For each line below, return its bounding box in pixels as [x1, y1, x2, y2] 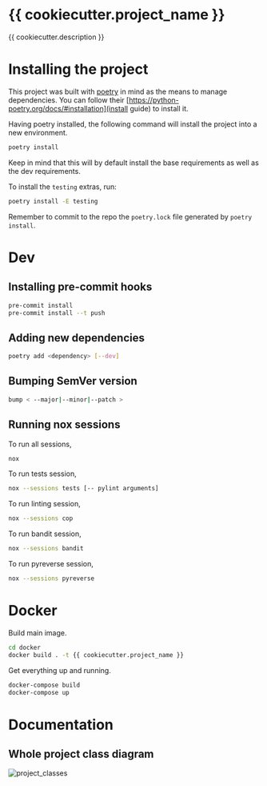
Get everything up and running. [8, 665, 112, 675]
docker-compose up [8, 688, 70, 696]
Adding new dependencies [8, 331, 145, 345]
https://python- [129, 95, 179, 105]
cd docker [8, 643, 42, 651]
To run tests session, [8, 469, 78, 478]
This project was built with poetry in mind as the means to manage [8, 87, 228, 96]
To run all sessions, [8, 439, 72, 449]
